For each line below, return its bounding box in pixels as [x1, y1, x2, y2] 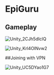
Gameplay [5, 23, 37, 31]
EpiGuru [5, 3, 39, 15]
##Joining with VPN [5, 55, 46, 61]
